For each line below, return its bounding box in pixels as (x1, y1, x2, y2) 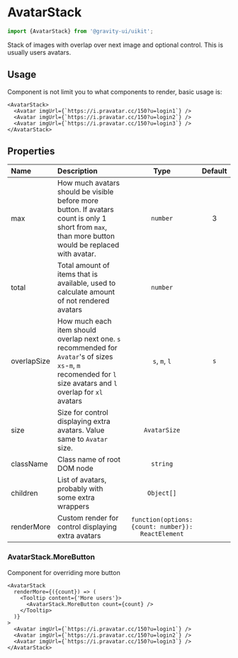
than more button (57, 231, 115, 241)
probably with (57, 484, 103, 493)
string (151, 460, 174, 468)
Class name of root (57, 455, 120, 464)
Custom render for (57, 513, 119, 523)
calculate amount (57, 287, 115, 297)
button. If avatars (57, 205, 115, 215)
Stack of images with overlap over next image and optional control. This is (7, 40, 224, 49)
